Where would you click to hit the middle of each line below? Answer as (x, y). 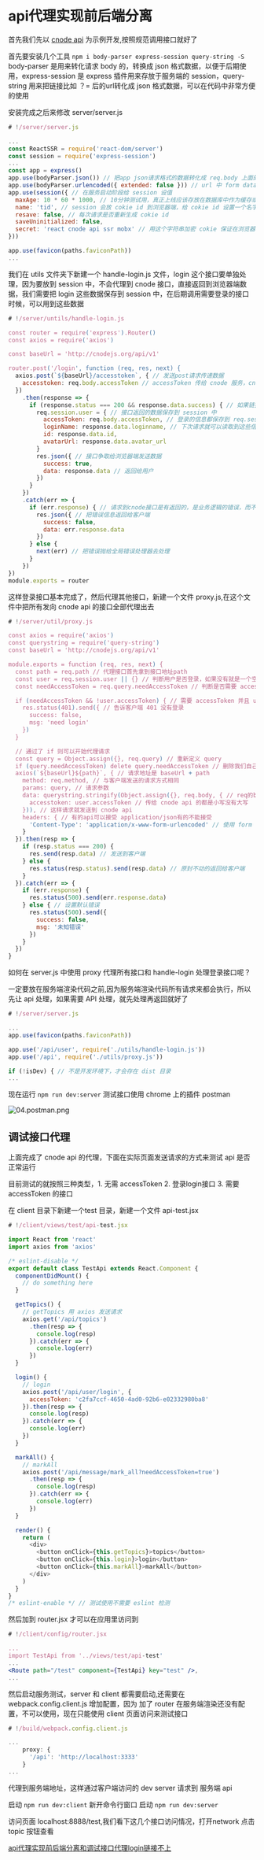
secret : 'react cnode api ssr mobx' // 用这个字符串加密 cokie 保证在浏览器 (135, 229)
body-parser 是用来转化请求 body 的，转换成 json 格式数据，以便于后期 (124, 66)
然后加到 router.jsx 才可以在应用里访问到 (73, 1619)
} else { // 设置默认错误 (61, 905)
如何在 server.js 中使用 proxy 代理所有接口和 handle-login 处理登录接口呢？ (130, 972)
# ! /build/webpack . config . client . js (68, 1729)
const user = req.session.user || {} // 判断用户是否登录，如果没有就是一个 (134, 679)
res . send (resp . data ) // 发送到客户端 (87, 854)
